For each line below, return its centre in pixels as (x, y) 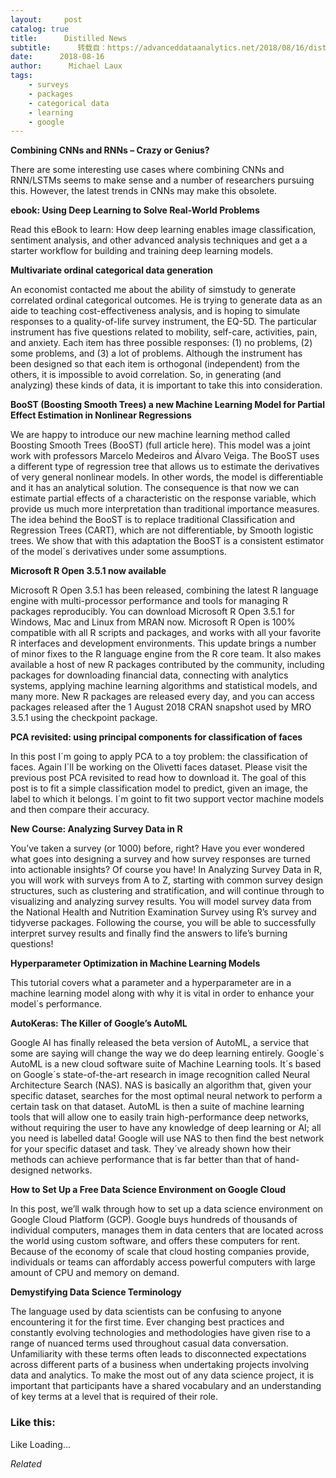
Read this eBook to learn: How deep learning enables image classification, (163, 230)
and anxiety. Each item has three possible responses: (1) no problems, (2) (161, 343)
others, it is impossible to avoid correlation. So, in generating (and (146, 375)
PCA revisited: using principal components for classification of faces (156, 737)
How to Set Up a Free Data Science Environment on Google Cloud (148, 1190)
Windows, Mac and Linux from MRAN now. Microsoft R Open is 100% (153, 622)
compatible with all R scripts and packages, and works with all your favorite (166, 633)
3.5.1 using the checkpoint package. (84, 718)
